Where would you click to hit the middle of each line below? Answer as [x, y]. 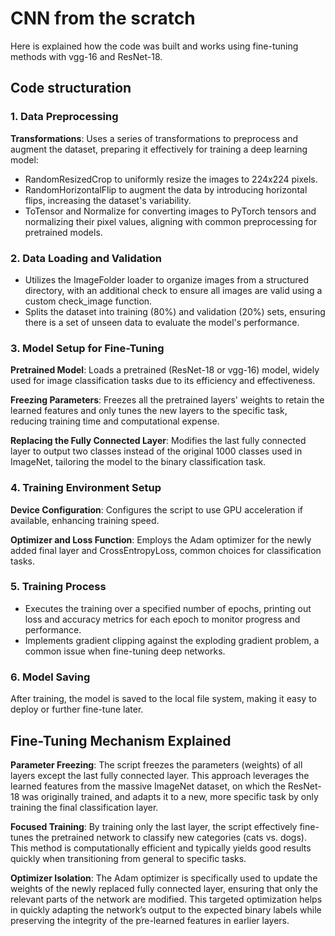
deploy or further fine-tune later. [77, 709]
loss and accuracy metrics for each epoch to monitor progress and [162, 619]
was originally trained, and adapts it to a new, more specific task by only [170, 796]
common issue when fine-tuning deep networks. [125, 651]
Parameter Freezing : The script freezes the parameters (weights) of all [156, 764]
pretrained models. [63, 232]
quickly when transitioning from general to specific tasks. [128, 858]
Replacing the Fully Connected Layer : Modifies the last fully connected [158, 441]
